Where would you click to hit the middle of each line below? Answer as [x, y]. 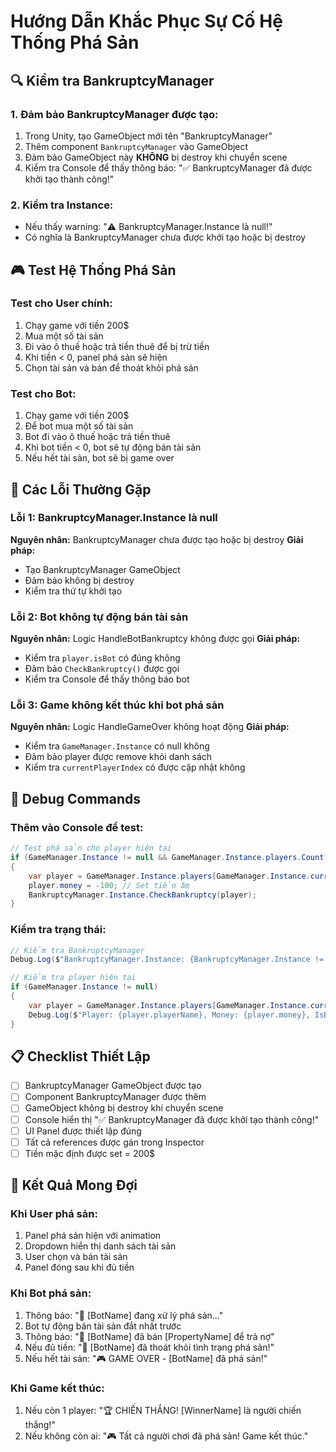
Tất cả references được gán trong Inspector [114, 1142]
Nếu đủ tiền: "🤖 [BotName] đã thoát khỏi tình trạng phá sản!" [149, 1347]
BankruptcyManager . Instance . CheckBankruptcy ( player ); [142, 895]
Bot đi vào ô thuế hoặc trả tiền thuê [97, 437]
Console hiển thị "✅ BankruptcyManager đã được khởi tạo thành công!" [172, 1119]
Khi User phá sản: [54, 1214]
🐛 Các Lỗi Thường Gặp [81, 489]
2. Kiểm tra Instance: [62, 205]
